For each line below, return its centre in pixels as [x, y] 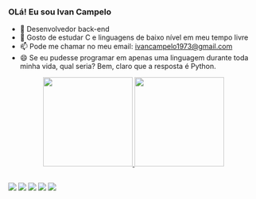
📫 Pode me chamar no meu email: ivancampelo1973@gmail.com [126, 47]
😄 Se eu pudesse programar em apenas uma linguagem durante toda [134, 58]
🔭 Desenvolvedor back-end [64, 29]
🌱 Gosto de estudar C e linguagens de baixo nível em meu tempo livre [134, 37]
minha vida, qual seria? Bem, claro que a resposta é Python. [118, 67]
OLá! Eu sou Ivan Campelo [60, 12]
